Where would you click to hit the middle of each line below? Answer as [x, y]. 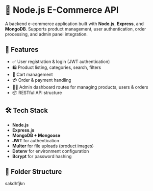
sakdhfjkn [15, 184]
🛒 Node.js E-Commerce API [62, 10]
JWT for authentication [36, 140]
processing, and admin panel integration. [47, 34]
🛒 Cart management [32, 74]
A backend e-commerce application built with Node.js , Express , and [74, 24]
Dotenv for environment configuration [51, 151]
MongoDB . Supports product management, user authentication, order [76, 29]
